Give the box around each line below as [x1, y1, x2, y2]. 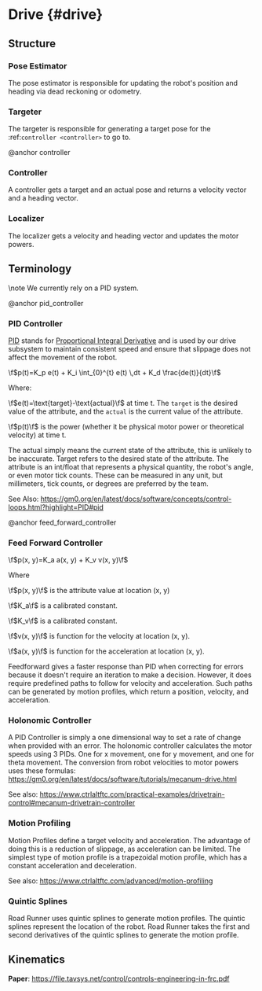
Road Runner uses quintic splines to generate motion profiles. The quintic [8, 914, 246, 923]
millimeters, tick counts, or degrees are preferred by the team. [8, 478, 209, 488]
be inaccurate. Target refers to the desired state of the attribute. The [8, 454, 229, 463]
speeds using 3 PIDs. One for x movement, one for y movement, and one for [8, 750, 255, 759]
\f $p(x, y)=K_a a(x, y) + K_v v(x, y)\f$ [8, 555, 129, 565]
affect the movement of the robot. [8, 352, 118, 362]
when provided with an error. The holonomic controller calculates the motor [8, 741, 253, 750]
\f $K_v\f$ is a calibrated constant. [8, 616, 118, 626]
